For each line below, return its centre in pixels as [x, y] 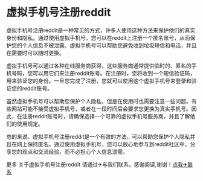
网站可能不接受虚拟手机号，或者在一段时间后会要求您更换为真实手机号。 [101, 109]
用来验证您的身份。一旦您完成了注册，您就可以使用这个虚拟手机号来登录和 [99, 81]
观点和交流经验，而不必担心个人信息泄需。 [75, 151]
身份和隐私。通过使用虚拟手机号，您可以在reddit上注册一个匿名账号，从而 [98, 37]
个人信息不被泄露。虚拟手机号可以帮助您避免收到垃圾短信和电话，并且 [109, 45]
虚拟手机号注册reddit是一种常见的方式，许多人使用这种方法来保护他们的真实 [101, 30]
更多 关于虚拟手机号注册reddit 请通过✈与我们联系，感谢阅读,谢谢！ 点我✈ [97, 164]
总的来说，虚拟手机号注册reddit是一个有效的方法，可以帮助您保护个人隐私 [98, 136]
